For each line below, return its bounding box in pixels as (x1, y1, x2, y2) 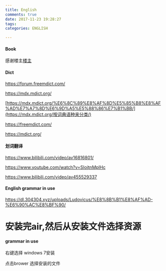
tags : (5, 21, 16, 27)
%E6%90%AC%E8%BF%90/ (5, 201, 66, 208)
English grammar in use (5, 185, 55, 191)
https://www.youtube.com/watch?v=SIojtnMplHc (5, 164, 106, 170)
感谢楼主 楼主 (5, 58, 31, 64)
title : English (5, 7, 37, 13)
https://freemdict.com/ (5, 121, 52, 127)
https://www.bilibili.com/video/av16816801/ (5, 154, 94, 160)
